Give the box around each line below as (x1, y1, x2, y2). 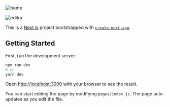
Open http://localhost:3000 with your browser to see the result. (5, 81, 138, 87)
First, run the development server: (5, 52, 77, 58)
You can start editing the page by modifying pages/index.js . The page (5, 91, 153, 97)
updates (5, 96, 23, 102)
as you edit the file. (23, 96, 63, 102)
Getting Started (5, 39, 55, 48)
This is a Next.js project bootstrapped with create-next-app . (5, 24, 131, 30)
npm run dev (5, 62, 30, 67)
